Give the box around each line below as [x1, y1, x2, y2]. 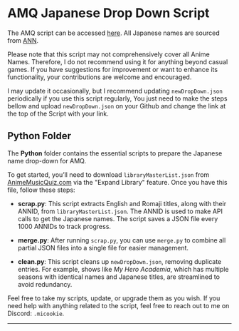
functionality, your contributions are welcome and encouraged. [7, 73, 192, 81]
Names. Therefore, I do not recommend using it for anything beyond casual [7, 57, 228, 66]
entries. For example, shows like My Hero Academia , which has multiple [17, 265, 229, 273]
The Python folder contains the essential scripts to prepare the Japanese [7, 148, 223, 158]
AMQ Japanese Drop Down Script [7, 5, 210, 21]
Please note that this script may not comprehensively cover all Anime [7, 50, 210, 58]
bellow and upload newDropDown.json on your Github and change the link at [7, 101, 226, 110]
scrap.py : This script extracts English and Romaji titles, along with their [17, 199, 227, 208]
